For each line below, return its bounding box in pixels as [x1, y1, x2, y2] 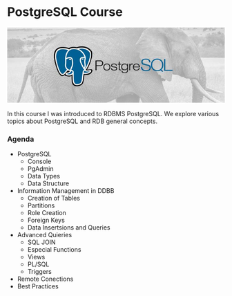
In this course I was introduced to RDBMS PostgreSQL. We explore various [7, 110, 220, 118]
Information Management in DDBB [17, 187, 115, 195]
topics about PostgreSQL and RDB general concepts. [7, 117, 157, 125]
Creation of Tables [27, 194, 81, 203]
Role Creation [27, 209, 67, 217]
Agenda [7, 134, 35, 144]
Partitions [27, 201, 55, 210]
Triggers [27, 268, 52, 276]
